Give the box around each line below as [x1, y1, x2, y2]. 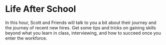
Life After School [5, 3, 76, 15]
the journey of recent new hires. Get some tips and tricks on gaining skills [5, 24, 156, 30]
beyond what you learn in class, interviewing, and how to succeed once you [5, 30, 161, 36]
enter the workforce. [5, 35, 47, 41]
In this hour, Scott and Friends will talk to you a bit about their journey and [5, 20, 157, 25]
